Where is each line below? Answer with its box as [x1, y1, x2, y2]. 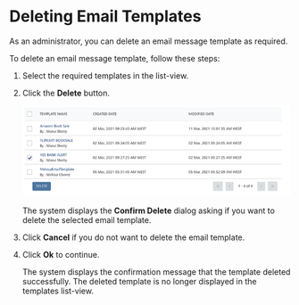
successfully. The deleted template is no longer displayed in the [21, 276, 257, 286]
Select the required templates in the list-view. [21, 70, 189, 81]
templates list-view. [21, 285, 94, 296]
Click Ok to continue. [21, 249, 100, 260]
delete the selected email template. [21, 214, 152, 225]
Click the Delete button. [21, 87, 110, 98]
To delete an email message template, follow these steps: [9, 53, 220, 63]
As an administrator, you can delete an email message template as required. [9, 36, 288, 46]
